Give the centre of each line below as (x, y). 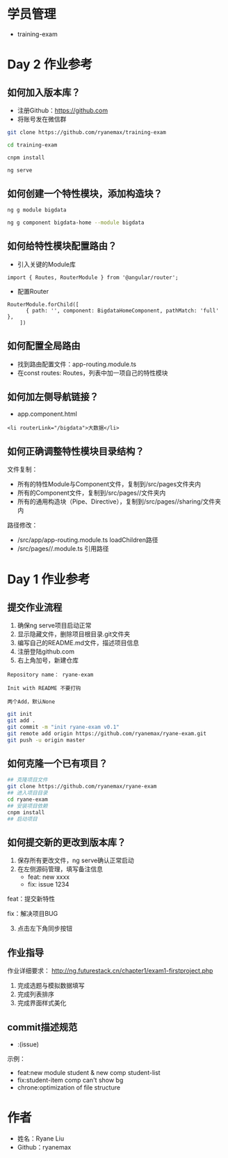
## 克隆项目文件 (27, 780)
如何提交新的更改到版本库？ (67, 842)
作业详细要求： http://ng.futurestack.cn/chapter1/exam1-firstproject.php (110, 971)
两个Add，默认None (31, 702)
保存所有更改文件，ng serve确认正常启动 (75, 860)
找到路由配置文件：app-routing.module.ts (77, 364)
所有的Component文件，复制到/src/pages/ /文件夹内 (91, 493)
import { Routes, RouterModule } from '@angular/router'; (93, 277)
